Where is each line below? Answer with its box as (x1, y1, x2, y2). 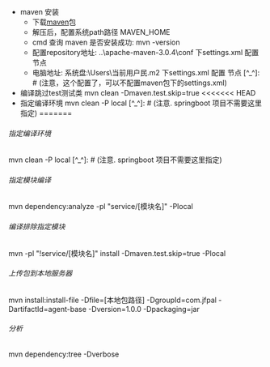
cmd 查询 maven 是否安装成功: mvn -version (32, 37, 180, 47)
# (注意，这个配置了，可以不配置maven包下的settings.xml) (32, 78, 228, 87)
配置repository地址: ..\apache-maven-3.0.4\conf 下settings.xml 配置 (32, 48, 259, 57)
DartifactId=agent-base (8, 304, 87, 314)
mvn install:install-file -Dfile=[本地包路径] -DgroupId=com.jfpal (8, 295, 217, 305)
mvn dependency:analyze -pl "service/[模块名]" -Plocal (8, 202, 194, 211)
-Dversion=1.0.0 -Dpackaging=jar (88, 304, 200, 314)
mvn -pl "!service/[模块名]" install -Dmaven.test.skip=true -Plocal (8, 248, 226, 258)
